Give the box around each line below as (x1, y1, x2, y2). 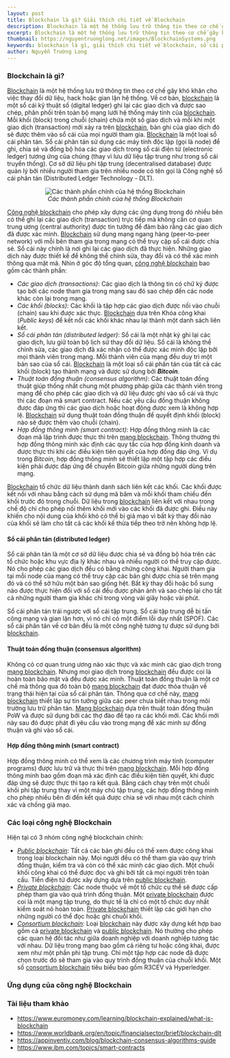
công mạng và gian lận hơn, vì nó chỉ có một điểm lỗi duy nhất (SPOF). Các (7, 614, 219, 623)
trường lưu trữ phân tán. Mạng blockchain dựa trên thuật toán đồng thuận (7, 704, 214, 712)
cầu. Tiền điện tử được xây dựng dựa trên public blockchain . (16, 876, 187, 884)
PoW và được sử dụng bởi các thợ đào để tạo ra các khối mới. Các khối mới (7, 711, 219, 720)
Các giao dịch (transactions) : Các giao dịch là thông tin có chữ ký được (16, 279, 219, 288)
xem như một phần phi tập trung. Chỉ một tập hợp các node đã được (16, 949, 209, 957)
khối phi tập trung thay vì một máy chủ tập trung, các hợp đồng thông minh (7, 785, 219, 794)
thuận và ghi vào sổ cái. (7, 726, 75, 734)
